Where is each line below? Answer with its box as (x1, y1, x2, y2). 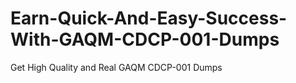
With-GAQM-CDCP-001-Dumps (10, 28, 280, 51)
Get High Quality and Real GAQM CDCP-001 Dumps (10, 61, 223, 73)
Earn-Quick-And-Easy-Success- (10, 7, 288, 30)
